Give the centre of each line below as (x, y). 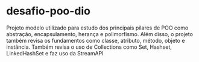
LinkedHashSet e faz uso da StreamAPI (55, 53)
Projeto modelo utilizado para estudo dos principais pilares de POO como (97, 28)
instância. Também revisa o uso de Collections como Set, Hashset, (89, 47)
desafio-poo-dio (49, 11)
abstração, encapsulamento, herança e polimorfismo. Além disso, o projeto (99, 34)
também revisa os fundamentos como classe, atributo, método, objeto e (96, 40)
